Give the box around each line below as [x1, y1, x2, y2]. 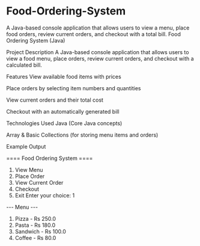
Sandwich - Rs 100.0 [14, 227, 66, 235]
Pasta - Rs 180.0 [14, 221, 56, 229]
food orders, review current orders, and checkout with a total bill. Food [6, 30, 181, 37]
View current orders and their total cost [6, 96, 104, 103]
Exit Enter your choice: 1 [14, 191, 75, 199]
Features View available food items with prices [6, 73, 121, 80]
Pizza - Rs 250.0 [14, 215, 56, 222]
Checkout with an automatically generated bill [6, 108, 120, 115]
